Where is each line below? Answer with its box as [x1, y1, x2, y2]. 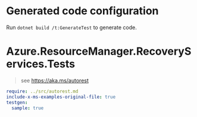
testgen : [6, 99, 28, 105]
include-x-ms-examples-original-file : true [6, 94, 116, 100]
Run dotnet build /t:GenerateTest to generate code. [6, 24, 137, 31]
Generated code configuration [6, 4, 159, 18]
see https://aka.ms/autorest [20, 77, 89, 84]
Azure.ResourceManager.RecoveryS [6, 45, 192, 58]
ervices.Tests [6, 58, 76, 71]
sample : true [11, 105, 44, 111]
